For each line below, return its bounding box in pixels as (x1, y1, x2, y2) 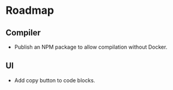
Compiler (5, 28, 41, 38)
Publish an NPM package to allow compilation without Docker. (14, 43, 168, 50)
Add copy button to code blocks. (14, 76, 95, 84)
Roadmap (5, 4, 54, 17)
